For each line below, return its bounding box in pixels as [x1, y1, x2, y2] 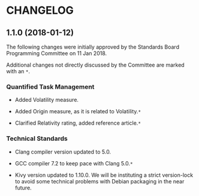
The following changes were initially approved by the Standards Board [6, 43, 180, 50]
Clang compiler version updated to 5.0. [14, 148, 111, 155]
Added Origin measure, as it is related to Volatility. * [14, 108, 141, 115]
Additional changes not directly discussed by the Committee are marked [6, 61, 185, 68]
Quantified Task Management [6, 82, 95, 91]
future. [14, 184, 32, 191]
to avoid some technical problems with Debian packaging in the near [14, 177, 185, 185]
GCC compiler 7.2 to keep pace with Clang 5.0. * [14, 159, 133, 167]
